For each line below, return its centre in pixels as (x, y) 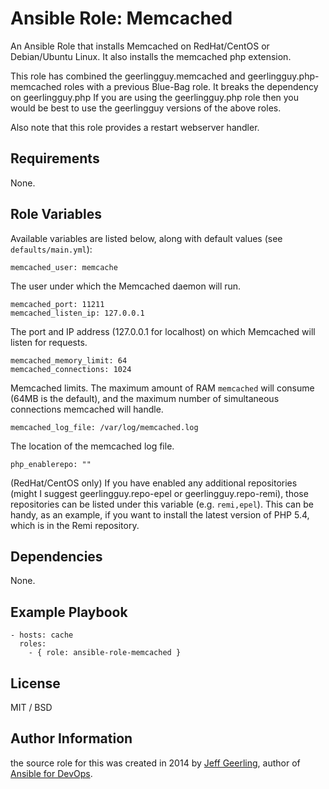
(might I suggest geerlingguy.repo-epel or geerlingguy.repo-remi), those (159, 493)
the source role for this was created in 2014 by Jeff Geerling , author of (155, 763)
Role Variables (56, 214)
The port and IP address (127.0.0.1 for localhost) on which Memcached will (163, 331)
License (35, 683)
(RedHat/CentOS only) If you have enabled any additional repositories (154, 483)
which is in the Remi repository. (75, 525)
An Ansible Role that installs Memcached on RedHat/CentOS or (140, 46)
